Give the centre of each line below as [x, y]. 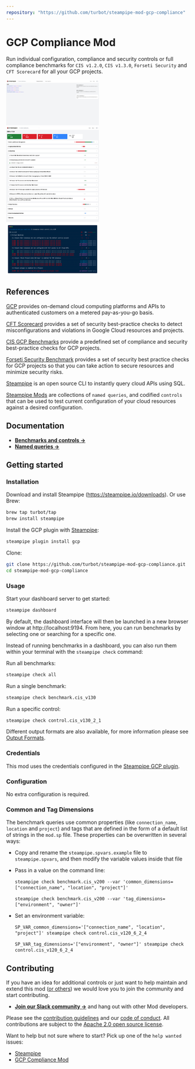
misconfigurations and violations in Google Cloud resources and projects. [95, 330]
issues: [15, 1042]
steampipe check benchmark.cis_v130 [51, 698]
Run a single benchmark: [36, 686]
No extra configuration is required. [48, 794]
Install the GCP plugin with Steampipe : [52, 530]
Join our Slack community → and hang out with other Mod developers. [101, 1006]
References [28, 292]
